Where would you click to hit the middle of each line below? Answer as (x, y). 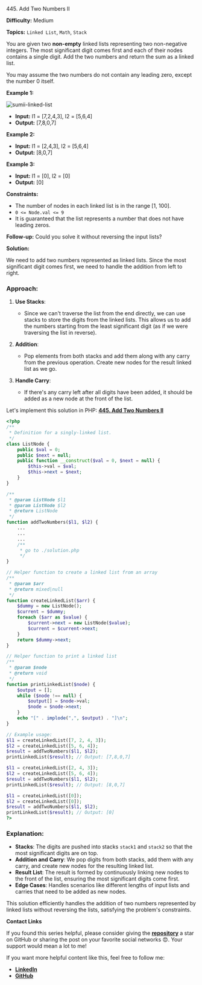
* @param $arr (27, 583)
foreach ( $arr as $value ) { (52, 618)
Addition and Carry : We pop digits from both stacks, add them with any (104, 859)
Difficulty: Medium (30, 20)
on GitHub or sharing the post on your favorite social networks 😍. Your (94, 940)
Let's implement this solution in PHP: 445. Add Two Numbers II (85, 411)
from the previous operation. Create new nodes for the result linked (108, 362)
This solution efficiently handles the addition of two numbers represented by (101, 903)
